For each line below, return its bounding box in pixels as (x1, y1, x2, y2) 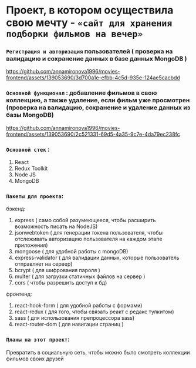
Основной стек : (6, 145, 50, 153)
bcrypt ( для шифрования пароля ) (14, 267, 101, 274)
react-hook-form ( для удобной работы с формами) (14, 302, 143, 309)
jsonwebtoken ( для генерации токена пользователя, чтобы (14, 229, 163, 236)
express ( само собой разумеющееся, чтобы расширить (14, 217, 156, 224)
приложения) (14, 242, 48, 249)
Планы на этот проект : (6, 336, 70, 344)
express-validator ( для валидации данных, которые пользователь (14, 254, 180, 262)
